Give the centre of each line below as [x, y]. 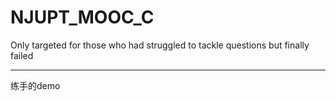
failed [22, 55]
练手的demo [35, 85]
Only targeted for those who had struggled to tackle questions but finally [160, 45]
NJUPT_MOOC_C [82, 17]
